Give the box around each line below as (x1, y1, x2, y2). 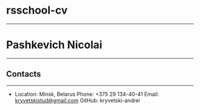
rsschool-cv (6, 4, 68, 17)
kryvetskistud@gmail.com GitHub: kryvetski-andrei (14, 96, 140, 104)
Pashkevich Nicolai (6, 38, 102, 52)
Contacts (6, 69, 42, 79)
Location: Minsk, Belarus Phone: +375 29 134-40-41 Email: (14, 90, 160, 98)
